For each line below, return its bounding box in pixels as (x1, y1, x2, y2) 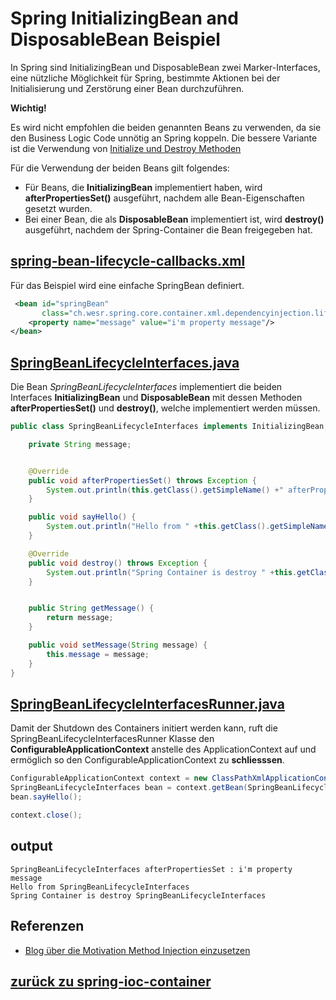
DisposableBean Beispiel (10, 28, 221, 51)
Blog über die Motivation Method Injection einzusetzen (24, 944, 251, 956)
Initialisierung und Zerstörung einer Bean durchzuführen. (10, 82, 245, 94)
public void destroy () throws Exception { (28, 558, 208, 568)
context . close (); (10, 810, 83, 820)
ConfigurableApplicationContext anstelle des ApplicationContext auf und (10, 743, 317, 756)
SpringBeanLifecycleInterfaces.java (10, 354, 240, 371)
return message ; (46, 613, 114, 623)
